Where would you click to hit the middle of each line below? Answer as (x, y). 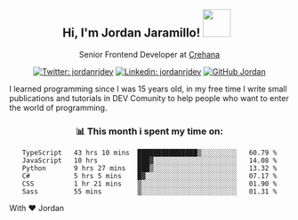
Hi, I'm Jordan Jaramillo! (131, 33)
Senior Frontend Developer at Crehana (149, 54)
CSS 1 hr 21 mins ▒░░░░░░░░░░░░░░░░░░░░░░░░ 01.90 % (149, 184)
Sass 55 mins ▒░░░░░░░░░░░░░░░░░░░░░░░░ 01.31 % (149, 192)
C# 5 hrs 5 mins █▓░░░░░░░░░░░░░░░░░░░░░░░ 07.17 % (149, 177)
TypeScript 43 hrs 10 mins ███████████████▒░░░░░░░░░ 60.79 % (149, 153)
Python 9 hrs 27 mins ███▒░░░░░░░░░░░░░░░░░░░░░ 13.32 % (149, 169)
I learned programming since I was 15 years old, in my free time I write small (148, 89)
